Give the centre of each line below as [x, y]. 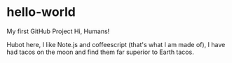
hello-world [41, 12]
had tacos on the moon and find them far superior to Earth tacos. [100, 52]
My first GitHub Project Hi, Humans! [58, 31]
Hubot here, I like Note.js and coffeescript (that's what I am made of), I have [116, 44]
